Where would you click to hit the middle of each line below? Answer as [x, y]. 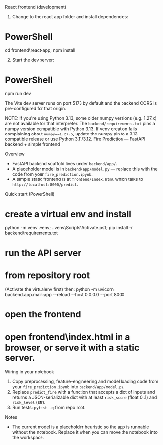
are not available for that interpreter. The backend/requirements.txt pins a [80, 123]
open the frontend [43, 315]
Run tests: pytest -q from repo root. [49, 408]
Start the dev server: [33, 60]
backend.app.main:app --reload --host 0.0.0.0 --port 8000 [65, 294]
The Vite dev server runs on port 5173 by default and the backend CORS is [81, 103]
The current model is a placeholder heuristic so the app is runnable [81, 427]
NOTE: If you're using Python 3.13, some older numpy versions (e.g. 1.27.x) [81, 118]
